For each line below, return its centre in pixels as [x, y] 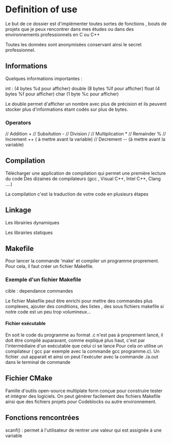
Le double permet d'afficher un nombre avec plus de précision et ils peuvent [86, 104]
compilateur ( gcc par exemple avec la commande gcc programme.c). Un [82, 351]
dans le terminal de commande [38, 362]
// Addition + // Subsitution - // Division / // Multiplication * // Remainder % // [86, 134]
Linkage [18, 210]
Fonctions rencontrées [42, 418]
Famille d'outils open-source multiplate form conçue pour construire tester [84, 391]
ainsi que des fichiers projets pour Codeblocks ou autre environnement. [81, 401]
